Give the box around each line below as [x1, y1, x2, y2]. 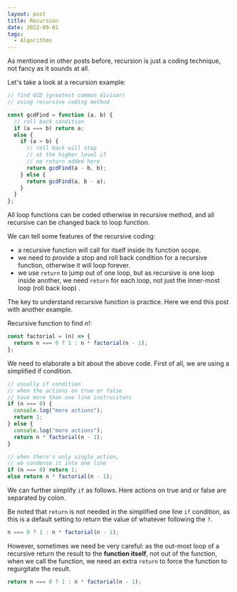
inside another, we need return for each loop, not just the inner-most [17, 276, 221, 285]
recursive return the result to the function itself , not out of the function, [7, 549, 218, 558]
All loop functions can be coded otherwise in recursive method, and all [7, 211, 215, 219]
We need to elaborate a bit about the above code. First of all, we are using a [7, 358, 230, 368]
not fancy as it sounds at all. [7, 64, 90, 73]
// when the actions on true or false [7, 387, 122, 394]
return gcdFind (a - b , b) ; [26, 164, 107, 171]
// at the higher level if [26, 151, 107, 159]
